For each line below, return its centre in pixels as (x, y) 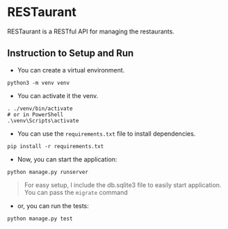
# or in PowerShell (35, 114)
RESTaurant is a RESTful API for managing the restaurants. (91, 31)
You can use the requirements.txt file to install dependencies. (106, 134)
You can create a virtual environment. (71, 70)
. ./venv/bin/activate (40, 109)
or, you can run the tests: (53, 205)
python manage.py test (40, 219)
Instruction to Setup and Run (71, 53)
